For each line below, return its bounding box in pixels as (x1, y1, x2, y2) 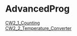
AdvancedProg (5, 3, 70, 15)
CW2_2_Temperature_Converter (5, 25, 72, 31)
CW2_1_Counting (5, 20, 40, 26)
